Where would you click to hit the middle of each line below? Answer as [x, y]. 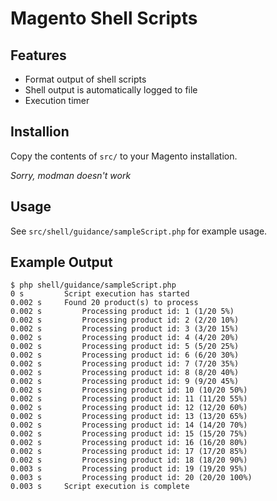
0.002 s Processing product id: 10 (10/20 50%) [129, 390]
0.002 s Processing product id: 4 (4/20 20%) [125, 338]
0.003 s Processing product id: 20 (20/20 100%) [131, 478]
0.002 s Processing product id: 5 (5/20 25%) [125, 347]
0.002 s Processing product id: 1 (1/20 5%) [122, 312]
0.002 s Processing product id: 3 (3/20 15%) [125, 329]
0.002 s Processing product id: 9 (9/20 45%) [125, 382]
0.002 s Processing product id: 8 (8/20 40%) [125, 373]
